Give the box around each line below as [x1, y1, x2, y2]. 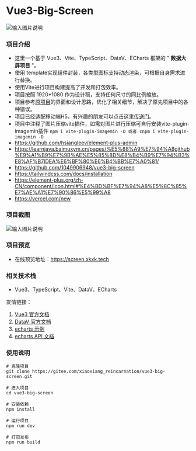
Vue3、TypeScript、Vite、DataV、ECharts [14, 286, 117, 293]
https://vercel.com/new [14, 195, 71, 202]
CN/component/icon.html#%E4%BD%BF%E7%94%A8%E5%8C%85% [14, 183, 187, 190]
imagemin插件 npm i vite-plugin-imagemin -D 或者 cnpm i [14, 127, 156, 135]
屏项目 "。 [14, 62, 40, 69]
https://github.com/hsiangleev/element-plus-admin [14, 139, 138, 147]
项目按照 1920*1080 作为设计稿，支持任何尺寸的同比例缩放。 [14, 91, 162, 98]
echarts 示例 [14, 325, 45, 332]
